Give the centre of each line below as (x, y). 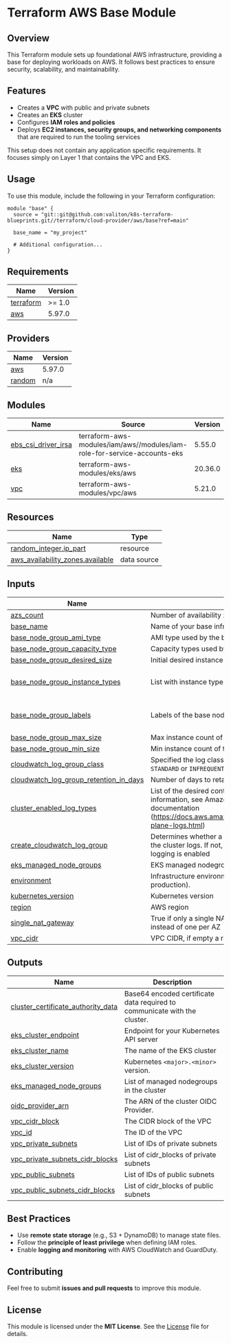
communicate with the (160, 1011)
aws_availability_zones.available (62, 560)
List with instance (179, 682)
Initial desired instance (187, 659)
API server (141, 1039)
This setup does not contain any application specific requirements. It (104, 150)
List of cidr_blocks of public (169, 1185)
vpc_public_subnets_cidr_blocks (63, 1190)
